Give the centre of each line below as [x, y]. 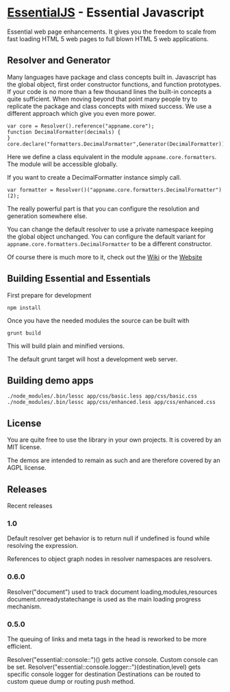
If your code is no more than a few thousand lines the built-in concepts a [110, 91]
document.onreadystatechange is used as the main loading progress [104, 599]
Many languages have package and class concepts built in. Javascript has [112, 77]
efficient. [20, 646]
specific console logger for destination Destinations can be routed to [104, 674]
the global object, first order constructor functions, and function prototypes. [114, 84]
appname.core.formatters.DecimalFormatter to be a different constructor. [110, 243]
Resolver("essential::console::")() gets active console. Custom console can [113, 659]
